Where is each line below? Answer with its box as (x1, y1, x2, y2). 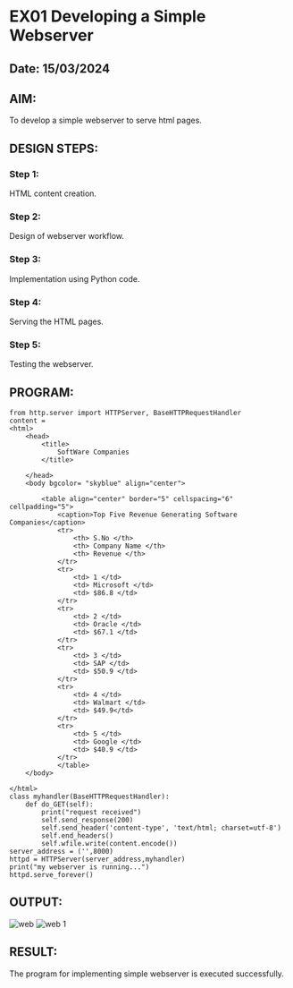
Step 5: (9, 338, 42, 351)
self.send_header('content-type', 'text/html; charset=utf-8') (41, 823, 281, 833)
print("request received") (41, 808, 142, 817)
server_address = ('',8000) (9, 847, 114, 856)
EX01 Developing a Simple (9, 6, 206, 27)
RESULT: (9, 944, 58, 959)
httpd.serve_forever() (9, 871, 94, 880)
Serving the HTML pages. (9, 316, 105, 327)
